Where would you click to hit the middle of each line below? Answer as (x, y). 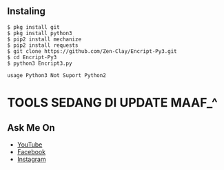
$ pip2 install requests (43, 45)
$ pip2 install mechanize (44, 39)
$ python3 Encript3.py (40, 63)
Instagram (31, 159)
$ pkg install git (33, 27)
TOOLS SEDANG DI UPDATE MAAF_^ (113, 103)
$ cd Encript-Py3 (32, 57)
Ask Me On (31, 128)
